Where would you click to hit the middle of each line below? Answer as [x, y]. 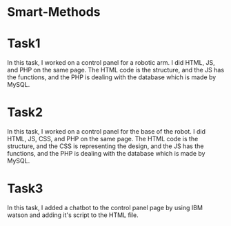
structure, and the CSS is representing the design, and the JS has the [106, 146]
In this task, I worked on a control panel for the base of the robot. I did [106, 132]
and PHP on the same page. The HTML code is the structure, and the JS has [116, 70]
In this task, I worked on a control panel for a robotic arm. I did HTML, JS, [111, 63]
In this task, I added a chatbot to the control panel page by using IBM [105, 208]
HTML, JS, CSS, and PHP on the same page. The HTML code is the [103, 139]
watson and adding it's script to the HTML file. [73, 215]
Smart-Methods [54, 12]
